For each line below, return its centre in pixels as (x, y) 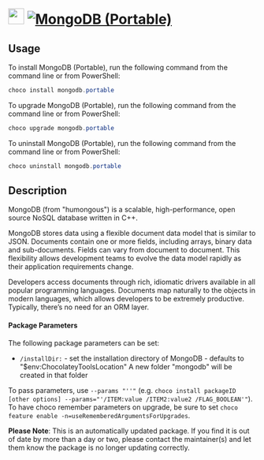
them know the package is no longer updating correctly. (99, 447)
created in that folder (54, 375)
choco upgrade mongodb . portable (61, 128)
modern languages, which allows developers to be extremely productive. (126, 299)
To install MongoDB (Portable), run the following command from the (118, 67)
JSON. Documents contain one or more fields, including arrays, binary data (130, 241)
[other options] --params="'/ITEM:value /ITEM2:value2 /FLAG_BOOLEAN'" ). (130, 398)
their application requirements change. (71, 267)
